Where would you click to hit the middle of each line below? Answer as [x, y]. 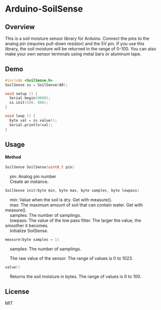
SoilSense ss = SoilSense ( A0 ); [37, 85]
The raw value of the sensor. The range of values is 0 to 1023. [71, 258]
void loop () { [20, 116]
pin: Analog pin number [33, 177]
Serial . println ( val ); [31, 125]
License [17, 292]
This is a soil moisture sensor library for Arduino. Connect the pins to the [77, 38]
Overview [20, 27]
